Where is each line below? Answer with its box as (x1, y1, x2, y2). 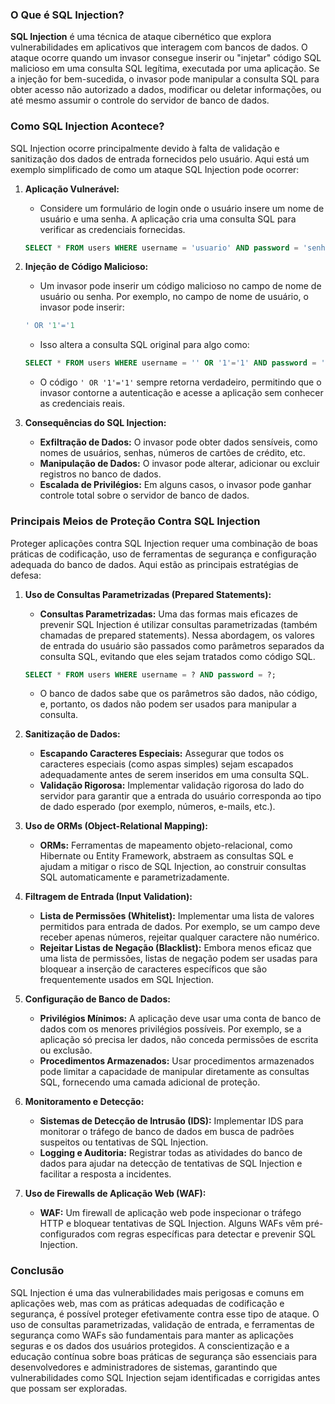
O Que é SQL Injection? (10, 8, 125, 22)
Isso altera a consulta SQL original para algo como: (39, 339, 250, 351)
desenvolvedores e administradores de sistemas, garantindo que (10, 1361, 278, 1373)
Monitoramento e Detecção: (24, 1096, 145, 1108)
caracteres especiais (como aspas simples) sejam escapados (39, 758, 294, 770)
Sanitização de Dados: (24, 728, 121, 740)
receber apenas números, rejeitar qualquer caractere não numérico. (39, 931, 320, 943)
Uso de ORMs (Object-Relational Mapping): (24, 820, 209, 832)
